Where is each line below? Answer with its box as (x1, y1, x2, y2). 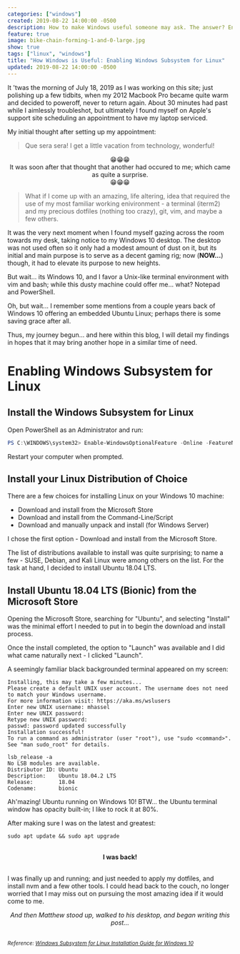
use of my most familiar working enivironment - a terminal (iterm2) (24, 199, 221, 208)
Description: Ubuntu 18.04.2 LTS (7, 773, 116, 780)
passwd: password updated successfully (7, 723, 126, 730)
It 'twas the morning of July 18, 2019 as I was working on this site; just (7, 83, 214, 91)
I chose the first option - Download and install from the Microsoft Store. (7, 535, 217, 543)
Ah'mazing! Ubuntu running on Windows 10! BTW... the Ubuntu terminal (7, 798, 218, 806)
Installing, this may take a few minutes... (7, 679, 142, 686)
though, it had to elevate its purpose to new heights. (7, 258, 161, 267)
